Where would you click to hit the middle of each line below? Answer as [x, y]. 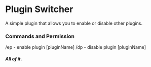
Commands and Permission [40, 36]
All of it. [14, 58]
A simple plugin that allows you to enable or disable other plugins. [74, 23]
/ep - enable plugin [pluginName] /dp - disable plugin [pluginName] [75, 47]
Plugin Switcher [39, 9]
